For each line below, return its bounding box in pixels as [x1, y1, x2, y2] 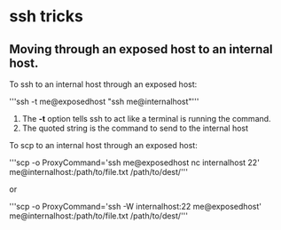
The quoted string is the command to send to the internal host [21, 123, 249, 133]
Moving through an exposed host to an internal [9, 42, 273, 57]
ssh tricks [9, 6, 84, 27]
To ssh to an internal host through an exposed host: [9, 79, 198, 90]
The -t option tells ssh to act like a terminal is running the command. [21, 114, 272, 123]
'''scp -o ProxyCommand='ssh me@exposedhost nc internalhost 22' [9, 157, 260, 168]
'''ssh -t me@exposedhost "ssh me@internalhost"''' [9, 96, 199, 107]
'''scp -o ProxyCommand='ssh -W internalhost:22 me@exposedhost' [9, 202, 261, 211]
